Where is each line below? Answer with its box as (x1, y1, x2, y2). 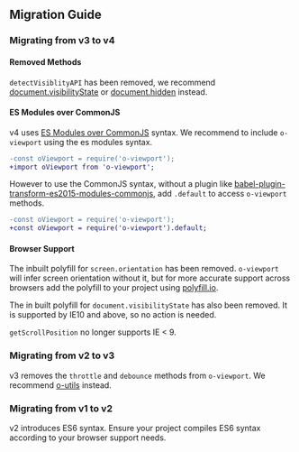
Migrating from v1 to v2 (9, 401, 113, 414)
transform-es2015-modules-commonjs (9, 189, 154, 199)
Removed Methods (9, 56, 82, 67)
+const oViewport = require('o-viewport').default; (9, 224, 207, 233)
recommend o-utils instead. (9, 379, 113, 391)
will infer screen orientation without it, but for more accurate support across (9, 272, 291, 283)
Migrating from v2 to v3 (9, 349, 115, 362)
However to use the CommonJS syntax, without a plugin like (9, 179, 232, 189)
